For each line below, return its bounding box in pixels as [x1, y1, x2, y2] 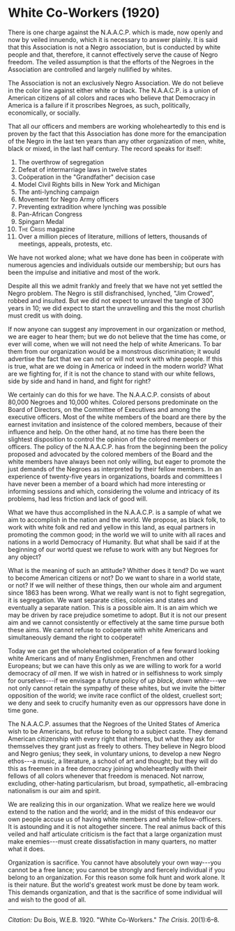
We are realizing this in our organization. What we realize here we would [8, 799, 215, 809]
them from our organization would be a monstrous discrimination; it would [8, 347, 220, 355]
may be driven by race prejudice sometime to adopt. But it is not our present [8, 611, 227, 619]
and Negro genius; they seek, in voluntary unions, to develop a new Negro [8, 749, 222, 758]
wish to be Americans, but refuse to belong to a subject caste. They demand [8, 727, 228, 735]
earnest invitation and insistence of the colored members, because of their [8, 420, 222, 428]
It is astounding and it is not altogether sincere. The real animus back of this [8, 822, 226, 830]
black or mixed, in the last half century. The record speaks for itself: [8, 144, 203, 152]
